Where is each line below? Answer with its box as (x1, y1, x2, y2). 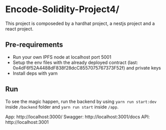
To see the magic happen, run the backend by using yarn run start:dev (5, 98, 157, 105)
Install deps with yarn (12, 70, 58, 76)
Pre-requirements (5, 41, 64, 49)
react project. (5, 25, 34, 31)
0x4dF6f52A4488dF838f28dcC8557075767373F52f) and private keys (12, 64, 161, 71)
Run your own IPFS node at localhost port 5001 (12, 54, 112, 60)
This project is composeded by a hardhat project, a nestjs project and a (5, 20, 155, 26)
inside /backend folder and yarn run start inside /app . (5, 104, 119, 110)
